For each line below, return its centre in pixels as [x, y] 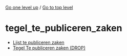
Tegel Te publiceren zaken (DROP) [49, 48]
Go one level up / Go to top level [39, 7]
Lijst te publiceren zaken [39, 42]
